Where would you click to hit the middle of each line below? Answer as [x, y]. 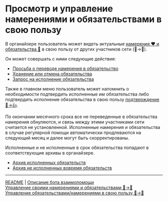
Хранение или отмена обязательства [52, 73]
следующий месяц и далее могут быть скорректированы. [67, 137]
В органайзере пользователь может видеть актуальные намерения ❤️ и [82, 43]
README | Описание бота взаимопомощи [49, 182]
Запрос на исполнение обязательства [53, 79]
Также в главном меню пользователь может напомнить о [67, 88]
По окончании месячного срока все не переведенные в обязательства [81, 116]
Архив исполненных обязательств [49, 162]
